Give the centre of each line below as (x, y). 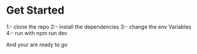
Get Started (35, 10)
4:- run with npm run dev (37, 33)
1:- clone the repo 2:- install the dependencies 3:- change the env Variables (99, 27)
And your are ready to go (37, 45)
